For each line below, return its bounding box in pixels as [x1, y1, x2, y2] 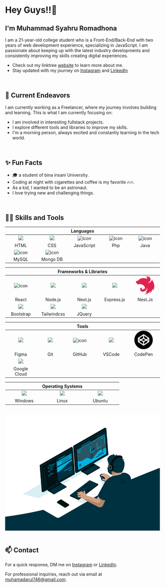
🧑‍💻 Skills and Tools [5, 214, 64, 222]
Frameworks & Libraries [57, 268, 108, 275]
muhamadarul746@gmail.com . [5, 576, 67, 582]
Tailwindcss [41, 311, 65, 317]
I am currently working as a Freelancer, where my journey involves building [5, 104, 157, 110]
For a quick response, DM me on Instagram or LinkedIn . [5, 561, 118, 567]
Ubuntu [92, 398, 108, 404]
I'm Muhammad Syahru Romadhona [5, 24, 117, 32]
